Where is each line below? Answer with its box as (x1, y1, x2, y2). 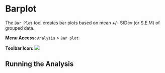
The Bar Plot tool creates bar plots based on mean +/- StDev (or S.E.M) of (5, 20, 160, 26)
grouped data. (5, 25, 35, 31)
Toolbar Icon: (5, 45, 34, 51)
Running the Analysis (5, 60, 74, 68)
